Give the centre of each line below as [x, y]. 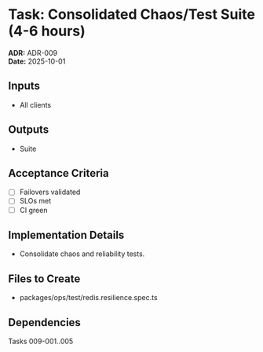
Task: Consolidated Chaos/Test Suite [131, 15]
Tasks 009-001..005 [41, 341]
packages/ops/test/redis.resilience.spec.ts [89, 298]
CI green [33, 210]
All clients [35, 104]
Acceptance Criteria [58, 173]
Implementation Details [66, 235]
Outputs [29, 130]
